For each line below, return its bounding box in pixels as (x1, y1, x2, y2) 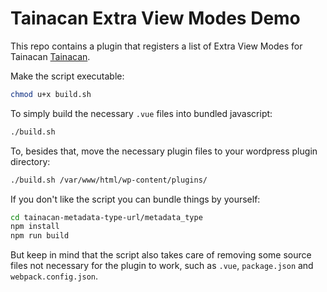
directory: (10, 155, 51, 167)
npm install (10, 222, 60, 232)
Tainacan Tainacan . (10, 50, 91, 62)
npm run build (10, 231, 70, 241)
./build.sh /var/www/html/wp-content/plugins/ (10, 175, 208, 185)
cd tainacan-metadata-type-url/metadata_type (10, 212, 203, 222)
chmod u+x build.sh (10, 89, 92, 99)
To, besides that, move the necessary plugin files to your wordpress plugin (10, 145, 318, 157)
